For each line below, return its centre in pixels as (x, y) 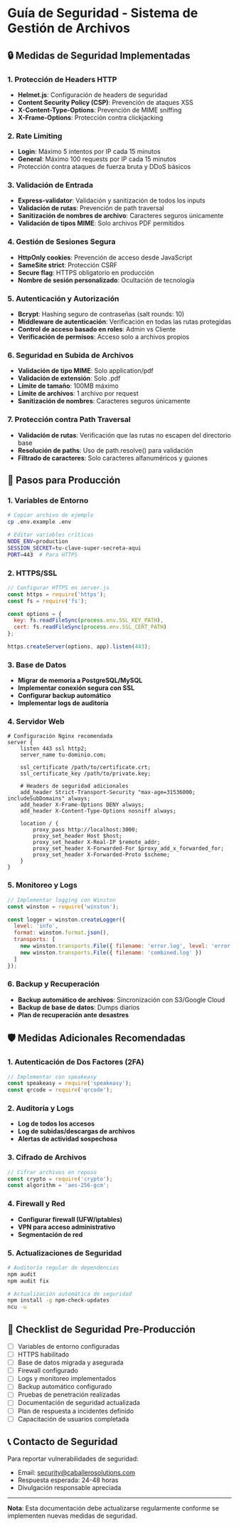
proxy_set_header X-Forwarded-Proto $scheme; (102, 855)
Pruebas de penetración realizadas (69, 1394)
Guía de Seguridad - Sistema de (103, 13)
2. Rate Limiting (35, 135)
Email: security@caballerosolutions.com (76, 1473)
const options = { (34, 614)
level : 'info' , (36, 926)
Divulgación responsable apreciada (69, 1488)
